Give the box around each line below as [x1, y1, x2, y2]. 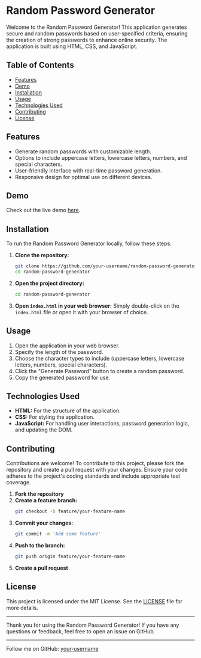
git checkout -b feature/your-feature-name [14, 508, 126, 514]
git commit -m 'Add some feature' [14, 531, 101, 537]
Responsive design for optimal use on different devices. [14, 173, 153, 180]
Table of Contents [6, 60, 75, 70]
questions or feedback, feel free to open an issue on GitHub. [6, 627, 156, 635]
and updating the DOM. [14, 426, 73, 433]
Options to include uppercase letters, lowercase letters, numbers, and [14, 154, 187, 161]
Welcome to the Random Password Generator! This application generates [6, 23, 187, 31]
